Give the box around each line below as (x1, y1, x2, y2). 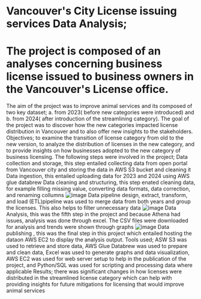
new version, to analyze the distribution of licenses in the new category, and (6, 141, 195, 148)
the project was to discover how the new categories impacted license (6, 122, 178, 129)
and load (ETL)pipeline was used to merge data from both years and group (6, 198, 191, 205)
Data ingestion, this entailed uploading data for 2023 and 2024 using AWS (6, 173, 190, 180)
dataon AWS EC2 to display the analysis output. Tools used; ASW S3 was (6, 236, 187, 243)
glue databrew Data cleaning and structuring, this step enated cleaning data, (6, 179, 196, 186)
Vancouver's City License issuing (6, 4, 177, 18)
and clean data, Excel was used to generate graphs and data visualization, (6, 249, 190, 256)
